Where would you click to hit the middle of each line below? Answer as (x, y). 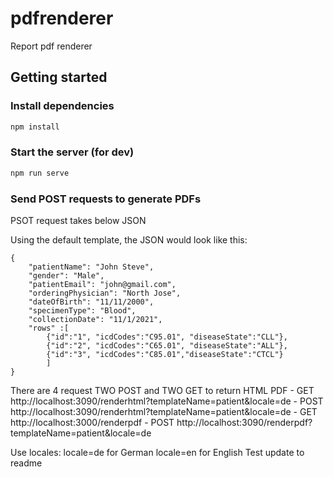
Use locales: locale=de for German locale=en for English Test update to (157, 452)
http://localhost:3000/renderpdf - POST (92, 422)
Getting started (59, 77)
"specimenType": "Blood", (82, 310)
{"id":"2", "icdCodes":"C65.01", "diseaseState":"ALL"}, (167, 345)
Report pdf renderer (51, 46)
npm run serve (40, 173)
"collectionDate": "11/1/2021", (95, 319)
